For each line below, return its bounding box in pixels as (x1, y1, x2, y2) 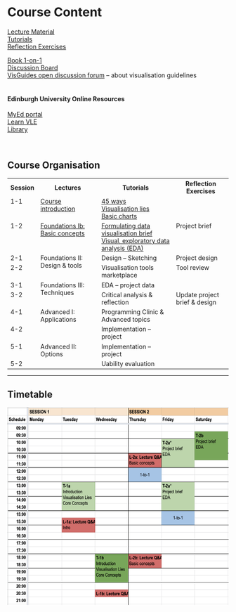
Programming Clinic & (101, 308, 164, 316)
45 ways (101, 197, 126, 205)
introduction (40, 204, 76, 213)
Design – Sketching (101, 254, 157, 262)
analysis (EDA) (101, 244, 144, 252)
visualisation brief (101, 229, 153, 237)
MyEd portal (7, 110, 43, 119)
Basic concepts (40, 229, 86, 237)
